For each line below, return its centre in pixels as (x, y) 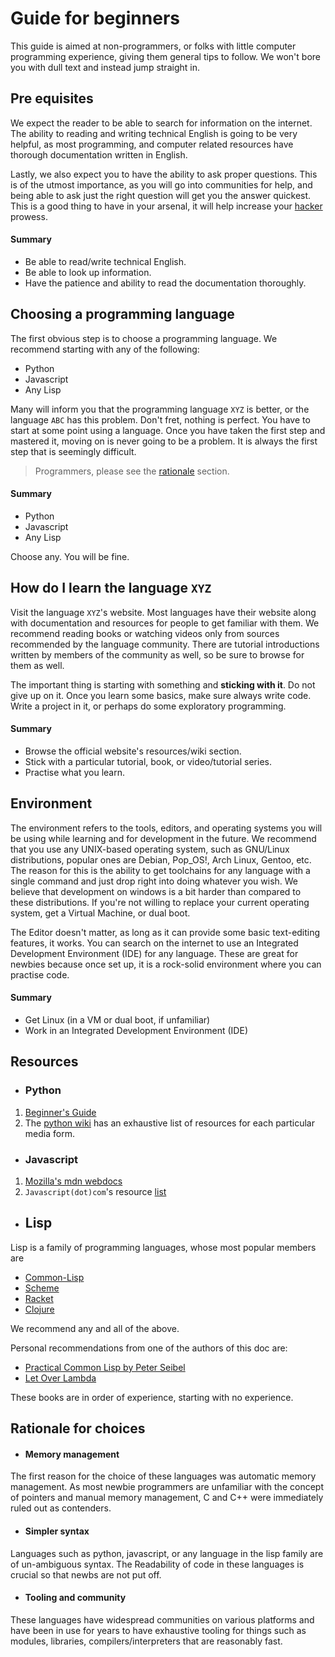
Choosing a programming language (122, 314)
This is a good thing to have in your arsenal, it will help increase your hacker (166, 206)
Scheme (42, 1288)
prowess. (29, 216)
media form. (49, 1133)
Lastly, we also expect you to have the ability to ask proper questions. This (164, 174)
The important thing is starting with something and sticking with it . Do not (163, 684)
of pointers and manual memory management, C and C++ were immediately (167, 1498)
